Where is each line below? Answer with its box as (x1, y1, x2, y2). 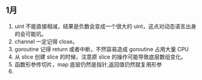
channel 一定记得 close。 (14, 38, 78, 45)
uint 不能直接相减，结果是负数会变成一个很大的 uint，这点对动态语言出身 (14, 23, 197, 30)
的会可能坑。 (14, 30, 47, 37)
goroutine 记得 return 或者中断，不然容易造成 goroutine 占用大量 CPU (14, 45, 189, 53)
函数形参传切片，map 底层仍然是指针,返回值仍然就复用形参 (14, 60, 162, 68)
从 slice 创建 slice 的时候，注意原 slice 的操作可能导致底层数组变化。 (14, 53, 187, 60)
